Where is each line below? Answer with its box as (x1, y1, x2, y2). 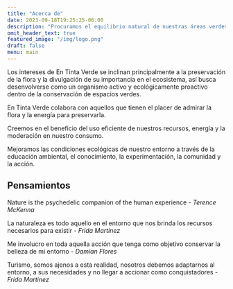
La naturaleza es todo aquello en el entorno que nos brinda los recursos (7, 219, 213, 227)
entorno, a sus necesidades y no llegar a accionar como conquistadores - (7, 268, 218, 276)
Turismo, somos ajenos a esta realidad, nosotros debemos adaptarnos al (7, 261, 215, 269)
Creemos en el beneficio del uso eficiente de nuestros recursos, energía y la (7, 124, 225, 132)
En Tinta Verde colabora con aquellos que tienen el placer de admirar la (7, 103, 212, 112)
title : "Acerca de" (7, 10, 64, 17)
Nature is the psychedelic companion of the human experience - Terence (7, 198, 216, 207)
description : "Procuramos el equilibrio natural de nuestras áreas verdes (7, 23, 228, 30)
